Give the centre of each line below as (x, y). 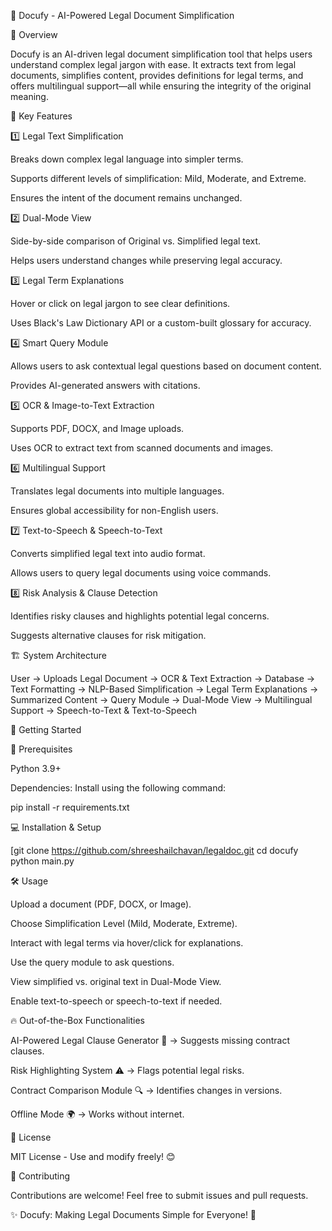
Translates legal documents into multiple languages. (117, 491)
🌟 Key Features (41, 116)
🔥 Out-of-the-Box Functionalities (77, 1020)
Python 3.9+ (36, 768)
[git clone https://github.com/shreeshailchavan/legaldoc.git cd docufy (154, 850)
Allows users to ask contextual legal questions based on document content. (166, 366)
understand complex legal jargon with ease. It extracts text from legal (153, 64)
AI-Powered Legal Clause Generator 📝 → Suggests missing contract (150, 1040)
